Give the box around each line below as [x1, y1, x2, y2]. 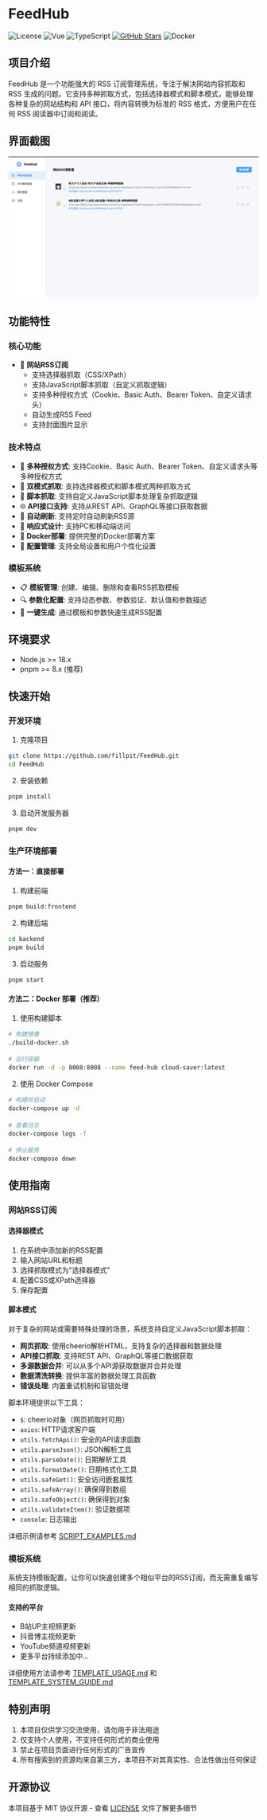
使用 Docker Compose [19, 1079, 94, 1088]
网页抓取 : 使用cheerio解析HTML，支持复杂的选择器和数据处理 [19, 1340, 222, 1351]
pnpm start [8, 975, 44, 984]
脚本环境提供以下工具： [8, 1398, 85, 1407]
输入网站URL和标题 [19, 1255, 83, 1265]
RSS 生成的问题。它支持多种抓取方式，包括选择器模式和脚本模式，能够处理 [8, 88, 253, 98]
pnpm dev [8, 825, 37, 833]
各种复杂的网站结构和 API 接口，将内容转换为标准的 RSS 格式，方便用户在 [8, 99, 250, 108]
